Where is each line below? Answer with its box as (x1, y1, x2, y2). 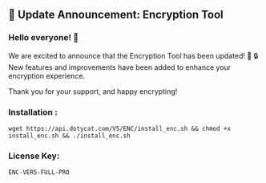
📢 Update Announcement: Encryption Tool (8, 8, 224, 22)
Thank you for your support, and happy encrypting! (8, 86, 178, 96)
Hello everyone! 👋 (8, 32, 79, 43)
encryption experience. (8, 71, 86, 80)
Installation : (8, 106, 58, 117)
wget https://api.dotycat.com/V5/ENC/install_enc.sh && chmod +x (8, 124, 231, 132)
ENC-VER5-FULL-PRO (8, 169, 70, 177)
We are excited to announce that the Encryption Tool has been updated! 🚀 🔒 (8, 51, 259, 60)
